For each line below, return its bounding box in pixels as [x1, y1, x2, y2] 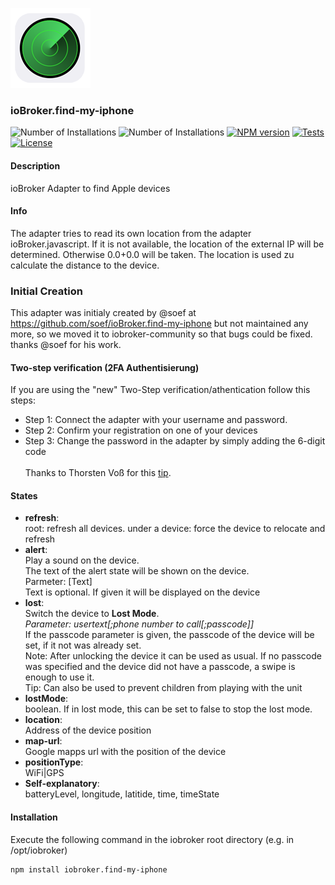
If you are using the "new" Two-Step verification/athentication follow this [10, 384, 311, 396]
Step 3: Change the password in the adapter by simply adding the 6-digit [24, 435, 326, 447]
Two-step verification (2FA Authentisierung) [10, 361, 200, 373]
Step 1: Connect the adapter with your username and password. [24, 414, 288, 426]
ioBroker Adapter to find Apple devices [10, 182, 171, 194]
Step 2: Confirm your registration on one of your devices [24, 424, 258, 437]
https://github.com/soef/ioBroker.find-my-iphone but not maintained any [10, 318, 309, 329]
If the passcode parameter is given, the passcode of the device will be [24, 629, 315, 641]
